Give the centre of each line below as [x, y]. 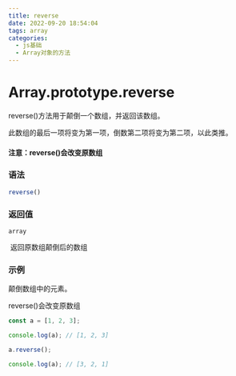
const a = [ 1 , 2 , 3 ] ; [44, 321]
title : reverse [34, 16]
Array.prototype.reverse [92, 92]
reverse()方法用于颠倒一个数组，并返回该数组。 [86, 115]
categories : [28, 38]
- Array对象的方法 [43, 53]
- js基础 [29, 46]
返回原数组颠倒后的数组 [49, 247]
